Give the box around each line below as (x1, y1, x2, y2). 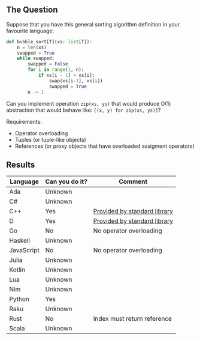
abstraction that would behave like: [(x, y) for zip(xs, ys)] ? (6, 106, 161, 114)
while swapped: (17, 55, 55, 62)
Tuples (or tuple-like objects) (14, 136, 87, 143)
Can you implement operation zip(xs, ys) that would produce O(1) (6, 100, 171, 107)
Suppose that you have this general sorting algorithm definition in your (6, 20, 180, 28)
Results (6, 159, 35, 170)
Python (9, 295, 30, 303)
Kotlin (9, 266, 26, 274)
